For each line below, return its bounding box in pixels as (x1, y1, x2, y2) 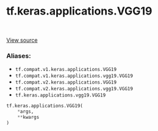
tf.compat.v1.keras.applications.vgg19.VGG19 (15, 73, 133, 79)
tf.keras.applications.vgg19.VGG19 (15, 92, 106, 98)
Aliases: (6, 52, 32, 60)
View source (6, 36, 38, 44)
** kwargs (17, 114, 40, 120)
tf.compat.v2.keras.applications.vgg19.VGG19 (15, 86, 133, 92)
